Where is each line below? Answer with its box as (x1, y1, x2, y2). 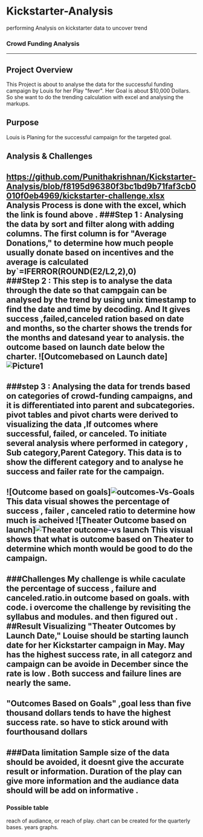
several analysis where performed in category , (6, 438, 188, 448)
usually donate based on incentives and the (6, 247, 174, 258)
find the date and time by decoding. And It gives (6, 304, 191, 314)
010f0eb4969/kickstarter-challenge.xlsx (6, 191, 165, 201)
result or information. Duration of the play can (6, 766, 182, 776)
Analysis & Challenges (6, 151, 93, 162)
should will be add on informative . (6, 785, 139, 795)
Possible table (6, 803, 49, 812)
